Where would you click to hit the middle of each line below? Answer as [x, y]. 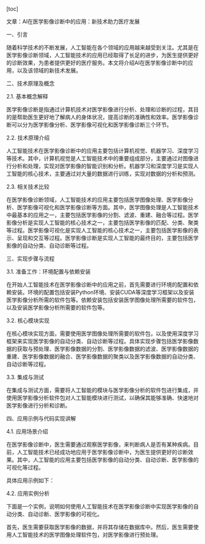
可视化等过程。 [25, 467]
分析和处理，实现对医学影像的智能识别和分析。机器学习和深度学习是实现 [102, 166]
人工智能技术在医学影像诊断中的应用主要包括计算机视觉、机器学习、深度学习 [103, 151]
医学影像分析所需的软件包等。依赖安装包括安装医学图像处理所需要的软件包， [103, 300]
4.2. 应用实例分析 [28, 493]
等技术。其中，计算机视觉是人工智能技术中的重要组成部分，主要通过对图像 [100, 158]
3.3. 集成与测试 [25, 377]
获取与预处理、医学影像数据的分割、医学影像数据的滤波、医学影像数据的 [108, 349]
